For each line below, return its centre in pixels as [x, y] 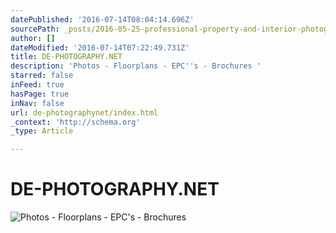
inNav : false [37, 103]
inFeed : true [37, 85]
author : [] [33, 38]
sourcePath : [35, 29]
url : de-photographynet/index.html [84, 112]
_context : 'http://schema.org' [75, 122]
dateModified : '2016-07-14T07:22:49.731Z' [100, 47]
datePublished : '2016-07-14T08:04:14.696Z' [102, 19]
